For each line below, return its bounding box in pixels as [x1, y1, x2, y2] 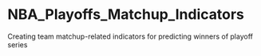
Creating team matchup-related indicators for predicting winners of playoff [7, 32, 253, 41]
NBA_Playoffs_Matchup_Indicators [7, 6, 245, 24]
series [7, 39, 28, 49]
